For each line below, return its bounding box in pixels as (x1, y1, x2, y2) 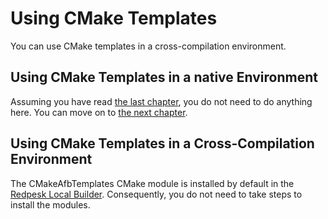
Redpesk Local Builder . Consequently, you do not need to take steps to (10, 188, 303, 200)
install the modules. (10, 198, 91, 211)
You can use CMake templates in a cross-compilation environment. (10, 40, 287, 52)
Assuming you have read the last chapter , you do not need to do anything (10, 95, 313, 107)
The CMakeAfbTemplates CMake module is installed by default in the (10, 177, 295, 189)
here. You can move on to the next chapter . (10, 106, 188, 118)
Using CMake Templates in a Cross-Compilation (10, 135, 315, 152)
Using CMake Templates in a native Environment (10, 69, 318, 86)
